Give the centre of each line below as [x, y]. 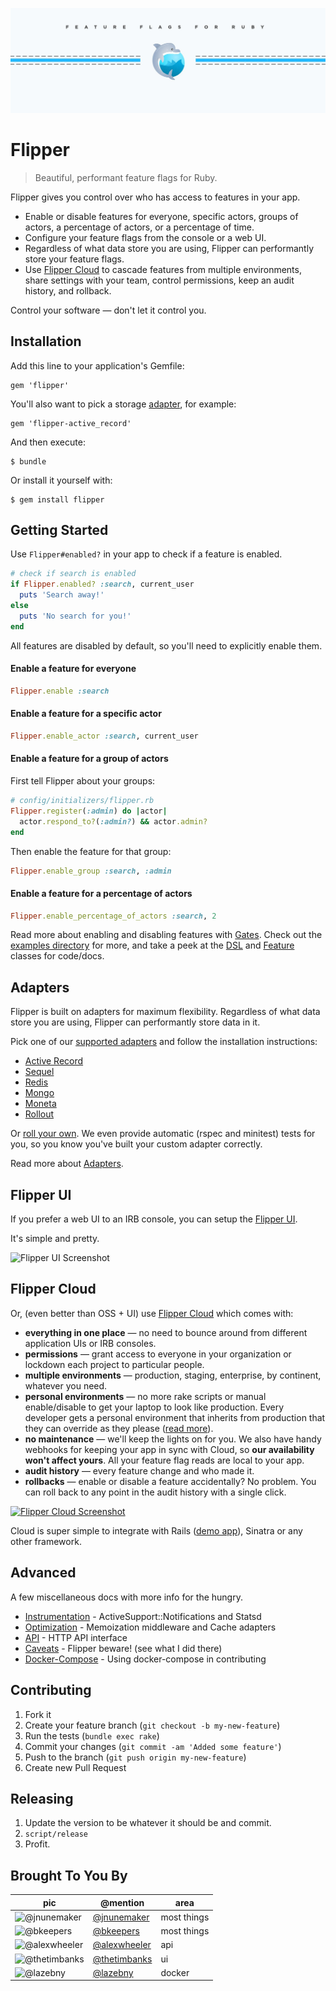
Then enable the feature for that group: [91, 851]
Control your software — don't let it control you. [108, 310]
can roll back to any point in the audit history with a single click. [155, 1492]
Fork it [38, 1714]
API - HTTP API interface [76, 1637]
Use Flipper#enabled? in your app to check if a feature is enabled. [146, 554]
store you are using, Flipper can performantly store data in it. [135, 1022]
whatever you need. [66, 1385]
